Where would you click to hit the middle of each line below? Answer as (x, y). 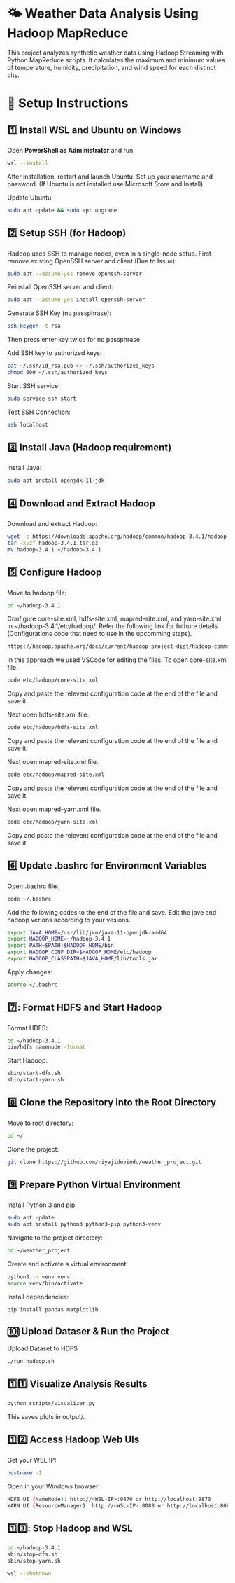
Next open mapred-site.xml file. (53, 762)
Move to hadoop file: (37, 593)
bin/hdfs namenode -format (47, 1047)
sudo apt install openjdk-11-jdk (56, 481)
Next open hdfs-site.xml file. (48, 714)
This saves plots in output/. (46, 1417)
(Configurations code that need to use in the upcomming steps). (100, 634)
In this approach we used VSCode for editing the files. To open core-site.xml (117, 660)
